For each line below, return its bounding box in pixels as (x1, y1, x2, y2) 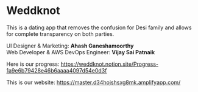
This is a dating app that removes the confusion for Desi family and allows (6, 24, 192, 31)
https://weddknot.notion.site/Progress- (60, 60, 158, 68)
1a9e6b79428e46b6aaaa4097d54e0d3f (6, 66, 107, 74)
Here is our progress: (6, 60, 60, 68)
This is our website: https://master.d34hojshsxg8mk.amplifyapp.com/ (6, 79, 181, 86)
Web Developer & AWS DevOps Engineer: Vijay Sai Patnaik (6, 48, 155, 55)
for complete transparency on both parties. (6, 30, 115, 37)
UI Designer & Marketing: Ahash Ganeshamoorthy (6, 42, 134, 49)
